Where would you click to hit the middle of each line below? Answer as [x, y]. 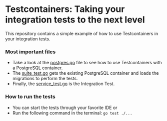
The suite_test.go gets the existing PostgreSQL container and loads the [85, 73]
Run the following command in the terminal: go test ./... [72, 113]
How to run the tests [30, 97]
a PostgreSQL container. [37, 68]
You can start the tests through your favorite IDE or [65, 108]
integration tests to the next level [75, 20]
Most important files [30, 52]
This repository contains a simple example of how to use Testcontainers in [82, 33]
